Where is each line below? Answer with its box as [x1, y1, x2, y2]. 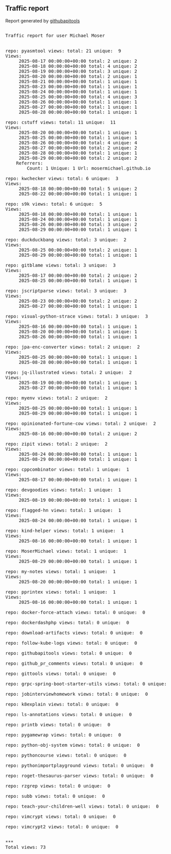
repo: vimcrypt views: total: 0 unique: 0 [5, 814, 116, 819]
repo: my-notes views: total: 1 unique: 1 [5, 569, 116, 574]
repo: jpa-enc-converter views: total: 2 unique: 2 [5, 344, 140, 350]
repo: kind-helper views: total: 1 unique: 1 [5, 528, 124, 533]
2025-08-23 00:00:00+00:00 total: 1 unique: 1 [18, 84, 138, 89]
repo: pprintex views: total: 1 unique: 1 [5, 589, 116, 595]
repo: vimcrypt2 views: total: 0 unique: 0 [5, 824, 119, 829]
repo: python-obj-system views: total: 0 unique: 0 [5, 742, 140, 748]
